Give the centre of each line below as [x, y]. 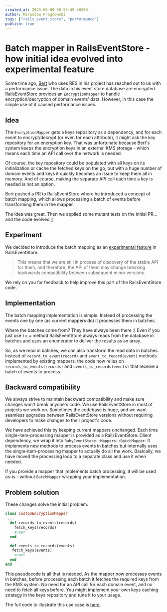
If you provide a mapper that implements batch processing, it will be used [81, 471]
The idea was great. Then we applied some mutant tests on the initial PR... [81, 214]
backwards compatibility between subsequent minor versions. [81, 273]
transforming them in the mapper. [40, 204]
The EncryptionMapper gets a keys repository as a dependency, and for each [83, 132]
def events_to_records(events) [42, 546]
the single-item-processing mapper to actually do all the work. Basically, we [83, 451]
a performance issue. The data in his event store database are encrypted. [81, 89]
